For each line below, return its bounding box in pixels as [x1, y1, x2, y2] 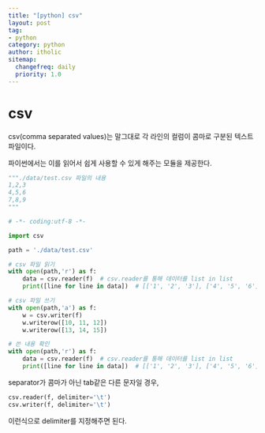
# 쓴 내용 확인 [8, 341, 50, 348]
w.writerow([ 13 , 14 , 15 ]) [22, 326, 108, 334]
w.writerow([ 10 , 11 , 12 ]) [22, 318, 108, 326]
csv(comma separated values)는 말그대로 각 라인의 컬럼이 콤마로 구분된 [8, 131, 233, 141]
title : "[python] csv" [8, 11, 83, 20]
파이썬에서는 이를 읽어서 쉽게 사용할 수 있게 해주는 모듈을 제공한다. [8, 158, 212, 168]
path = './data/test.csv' [8, 246, 93, 254]
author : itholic [8, 48, 62, 56]
